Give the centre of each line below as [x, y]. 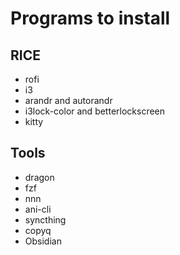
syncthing [45, 219]
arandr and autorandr [68, 100]
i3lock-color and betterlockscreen [95, 111]
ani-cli [38, 209]
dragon [39, 177]
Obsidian [43, 241]
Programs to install [90, 18]
